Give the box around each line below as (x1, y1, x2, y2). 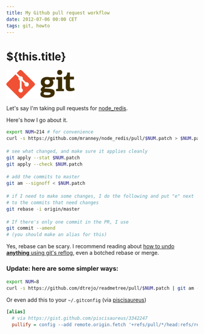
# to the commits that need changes (6, 200, 99, 206)
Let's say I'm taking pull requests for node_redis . (6, 105, 128, 112)
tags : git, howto (6, 23, 50, 29)
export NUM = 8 (6, 279, 39, 285)
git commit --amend (6, 225, 56, 231)
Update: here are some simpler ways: (6, 265, 119, 273)
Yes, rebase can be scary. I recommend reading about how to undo (6, 243, 175, 250)
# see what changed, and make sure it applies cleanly (6, 148, 148, 155)
